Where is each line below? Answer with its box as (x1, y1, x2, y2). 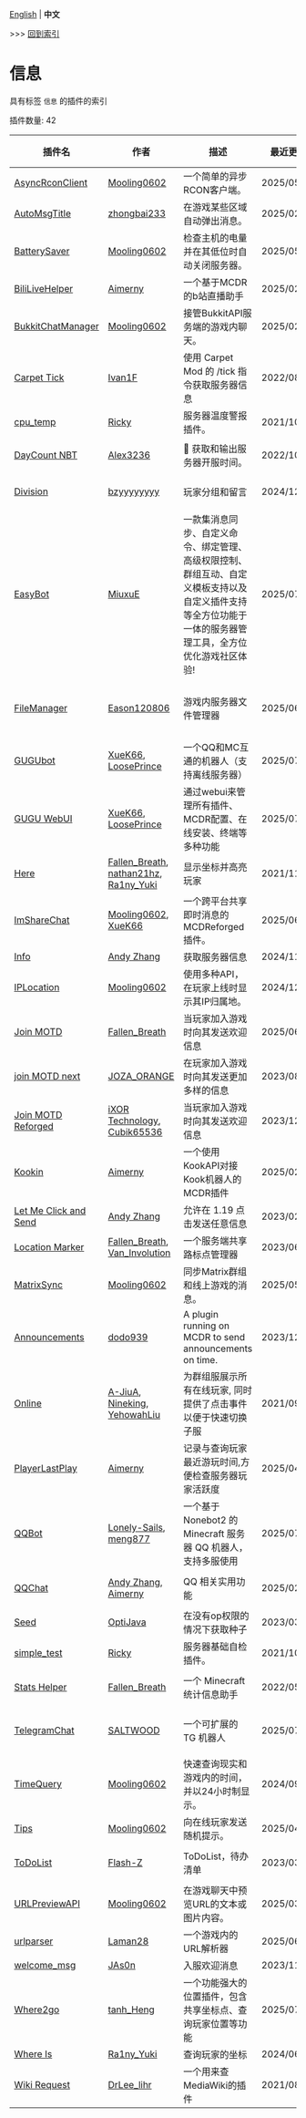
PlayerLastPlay (14, 1462, 77, 1474)
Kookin (14, 1165, 44, 1178)
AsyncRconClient (14, 176, 88, 189)
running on (183, 1319, 230, 1332)
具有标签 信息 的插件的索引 (9, 95, 107, 106)
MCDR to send (183, 1330, 246, 1343)
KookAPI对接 (183, 1159, 239, 1172)
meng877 (107, 1532, 150, 1545)
